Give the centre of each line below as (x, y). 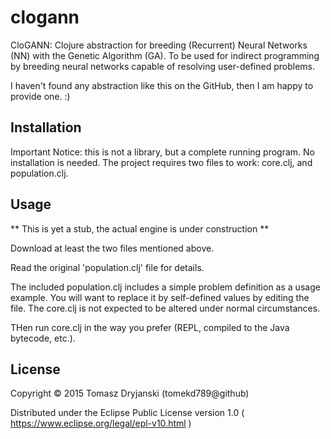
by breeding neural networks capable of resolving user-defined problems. (162, 66)
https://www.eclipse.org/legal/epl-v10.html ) (101, 423)
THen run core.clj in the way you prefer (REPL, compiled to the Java (150, 327)
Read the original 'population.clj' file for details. (107, 267)
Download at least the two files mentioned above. (112, 248)
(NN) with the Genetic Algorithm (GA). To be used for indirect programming (165, 55)
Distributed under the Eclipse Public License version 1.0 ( (127, 413)
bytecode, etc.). (43, 338)
